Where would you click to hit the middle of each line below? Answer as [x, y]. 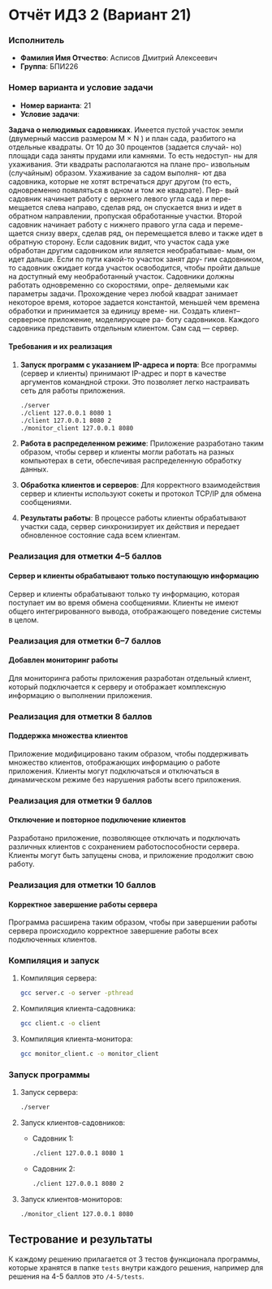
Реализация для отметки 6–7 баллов [85, 640]
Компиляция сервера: [58, 978]
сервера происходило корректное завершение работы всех [113, 931]
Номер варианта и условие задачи [81, 88]
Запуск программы [50, 1075]
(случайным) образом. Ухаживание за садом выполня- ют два [117, 173]
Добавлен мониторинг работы [63, 660]
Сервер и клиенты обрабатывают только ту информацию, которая [124, 593]
